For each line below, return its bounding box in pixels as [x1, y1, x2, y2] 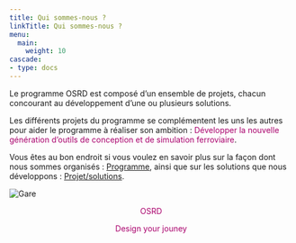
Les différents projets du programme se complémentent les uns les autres [9, 114, 283, 126]
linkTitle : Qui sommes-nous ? [9, 22, 123, 31]
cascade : [9, 55, 42, 64]
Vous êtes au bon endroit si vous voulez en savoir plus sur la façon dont [9, 151, 276, 162]
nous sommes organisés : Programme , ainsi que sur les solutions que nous [9, 161, 287, 172]
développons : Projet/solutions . [9, 170, 125, 181]
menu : [9, 30, 30, 39]
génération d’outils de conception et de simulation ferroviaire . [9, 134, 238, 145]
